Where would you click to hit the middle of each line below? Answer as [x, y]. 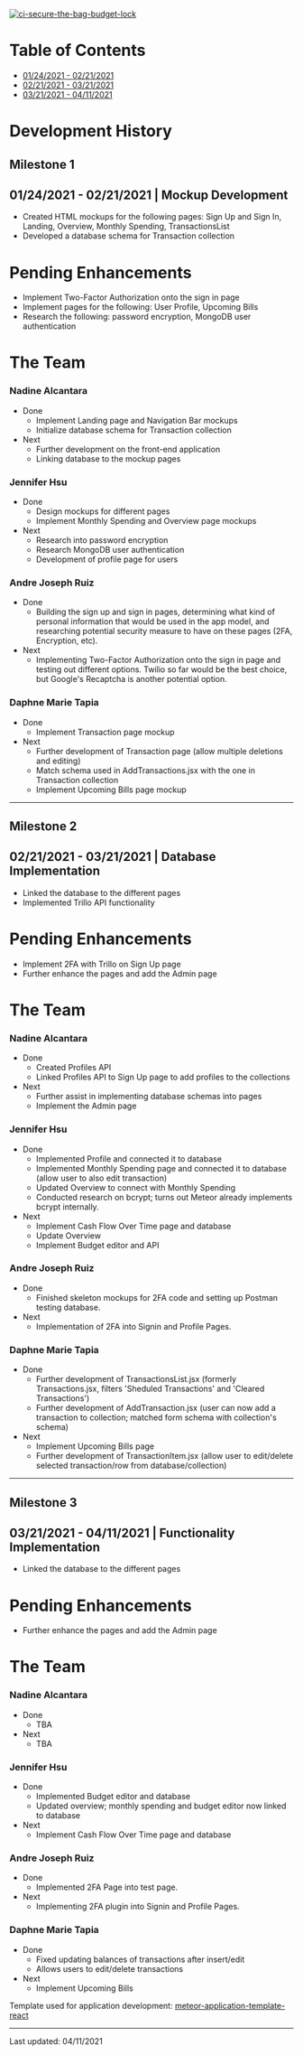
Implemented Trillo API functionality [88, 902]
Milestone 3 [43, 1503]
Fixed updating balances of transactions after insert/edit [140, 1959]
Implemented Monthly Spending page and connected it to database [161, 1168]
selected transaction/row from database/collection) [131, 1466]
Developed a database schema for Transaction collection [129, 236]
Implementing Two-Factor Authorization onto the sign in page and [158, 660]
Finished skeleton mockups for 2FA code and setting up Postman [156, 1297]
